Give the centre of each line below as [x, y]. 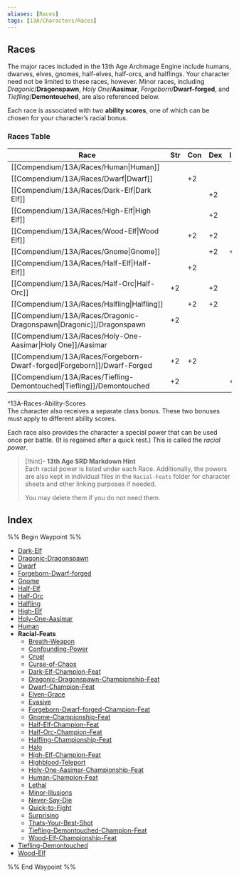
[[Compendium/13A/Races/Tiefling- [72, 376]
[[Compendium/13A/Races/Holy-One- [77, 336]
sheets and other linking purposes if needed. [90, 484]
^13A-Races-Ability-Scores [47, 403]
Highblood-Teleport [57, 763]
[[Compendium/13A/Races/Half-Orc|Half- [83, 283]
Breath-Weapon [52, 642]
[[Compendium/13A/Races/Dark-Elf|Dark [81, 190]
